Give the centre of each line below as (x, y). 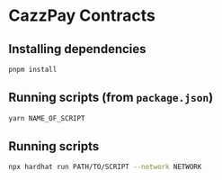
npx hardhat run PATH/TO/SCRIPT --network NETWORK (105, 167)
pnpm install (33, 69)
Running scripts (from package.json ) (111, 98)
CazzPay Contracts (82, 16)
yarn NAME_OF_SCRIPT (47, 118)
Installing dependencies (77, 49)
